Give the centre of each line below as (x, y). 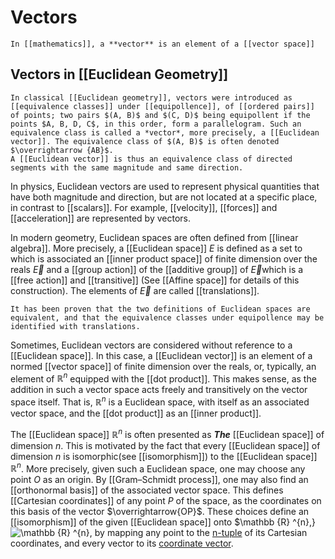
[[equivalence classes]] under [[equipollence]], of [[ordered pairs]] (162, 106)
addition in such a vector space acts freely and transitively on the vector (159, 390)
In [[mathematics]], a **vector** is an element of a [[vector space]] (162, 44)
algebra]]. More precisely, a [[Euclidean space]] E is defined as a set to (156, 248)
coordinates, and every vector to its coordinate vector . (122, 543)
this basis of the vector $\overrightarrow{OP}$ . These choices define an (160, 512)
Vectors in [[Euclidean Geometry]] (119, 74)
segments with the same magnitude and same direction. (127, 167)
